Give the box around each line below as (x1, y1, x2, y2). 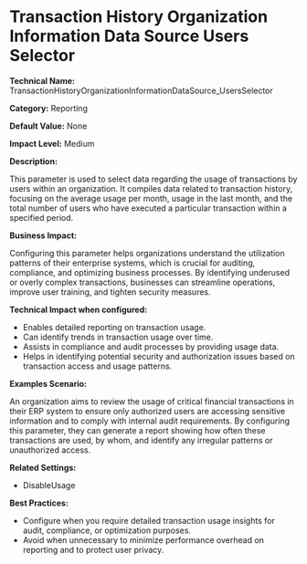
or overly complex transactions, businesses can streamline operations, (9, 277, 276, 287)
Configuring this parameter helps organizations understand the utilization (9, 247, 285, 258)
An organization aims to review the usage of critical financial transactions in (9, 395, 294, 407)
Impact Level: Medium (9, 138, 95, 149)
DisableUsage (22, 479, 76, 490)
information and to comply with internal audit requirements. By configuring (9, 415, 291, 426)
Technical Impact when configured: (9, 304, 148, 315)
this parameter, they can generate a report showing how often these (9, 424, 267, 435)
